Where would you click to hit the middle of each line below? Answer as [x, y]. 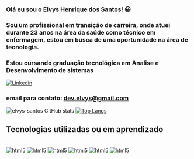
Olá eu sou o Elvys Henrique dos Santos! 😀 [69, 9]
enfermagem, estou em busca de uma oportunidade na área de [97, 39]
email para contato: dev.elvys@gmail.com [67, 98]
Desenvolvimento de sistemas [50, 70]
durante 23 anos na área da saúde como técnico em [81, 32]
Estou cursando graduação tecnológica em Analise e [82, 63]
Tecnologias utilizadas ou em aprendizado [85, 129]
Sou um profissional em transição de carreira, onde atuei [88, 25]
